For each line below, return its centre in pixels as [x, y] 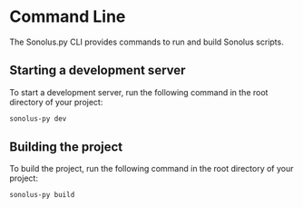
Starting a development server [98, 70]
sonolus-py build [42, 195]
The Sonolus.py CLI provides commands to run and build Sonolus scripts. [147, 42]
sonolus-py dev [38, 119]
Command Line [68, 17]
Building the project [66, 147]
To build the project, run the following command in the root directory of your [151, 169]
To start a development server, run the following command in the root [139, 92]
